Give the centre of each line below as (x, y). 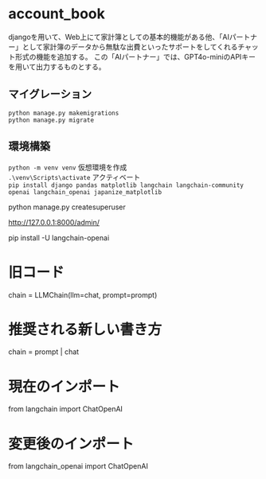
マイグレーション (50, 94)
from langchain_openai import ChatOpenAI (78, 466)
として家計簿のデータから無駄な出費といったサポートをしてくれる (130, 47)
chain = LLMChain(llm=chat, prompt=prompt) (83, 294)
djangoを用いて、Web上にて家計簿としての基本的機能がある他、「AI (119, 37)
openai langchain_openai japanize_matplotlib (85, 192)
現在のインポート (65, 386)
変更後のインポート (71, 444)
